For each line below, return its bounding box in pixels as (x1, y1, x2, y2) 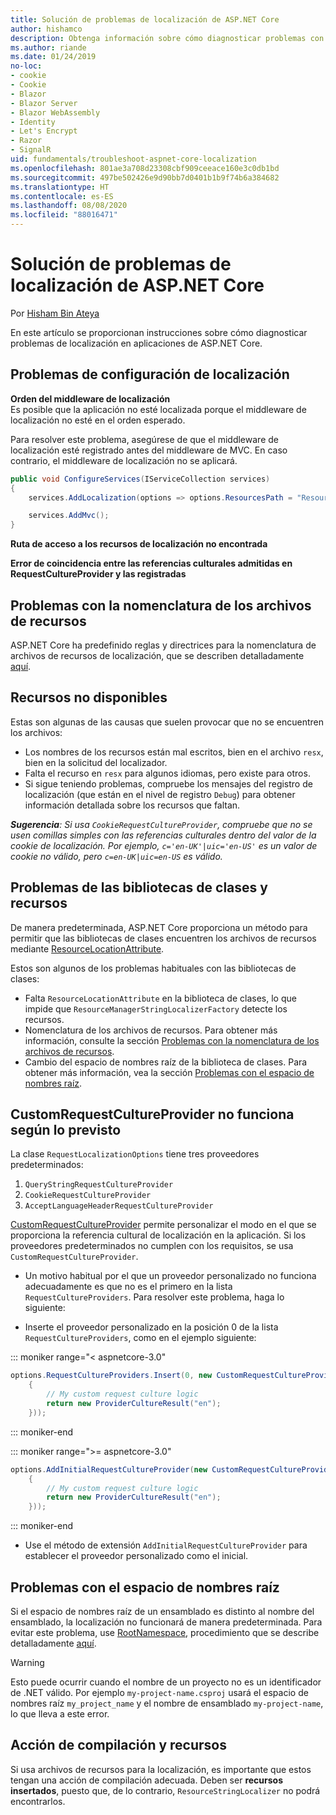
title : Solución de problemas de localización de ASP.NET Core (10, 14, 280, 25)
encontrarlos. (10, 1795, 66, 1807)
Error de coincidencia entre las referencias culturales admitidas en (10, 557, 293, 570)
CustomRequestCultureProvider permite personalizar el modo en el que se (10, 1219, 317, 1231)
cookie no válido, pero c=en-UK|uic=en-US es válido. (10, 850, 223, 862)
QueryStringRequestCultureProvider (24, 1180, 174, 1190)
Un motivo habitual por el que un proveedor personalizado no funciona (24, 1270, 317, 1282)
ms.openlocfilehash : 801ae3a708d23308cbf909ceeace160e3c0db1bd (10, 163, 280, 173)
